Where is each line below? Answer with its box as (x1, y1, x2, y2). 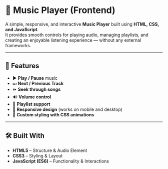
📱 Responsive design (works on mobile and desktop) (12, 106, 122, 112)
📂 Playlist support (12, 101, 50, 107)
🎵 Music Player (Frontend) (5, 5, 116, 16)
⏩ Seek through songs (12, 86, 61, 92)
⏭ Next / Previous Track (12, 80, 64, 86)
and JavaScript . (5, 26, 39, 32)
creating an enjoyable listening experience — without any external (5, 37, 141, 43)
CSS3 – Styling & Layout (12, 152, 63, 158)
